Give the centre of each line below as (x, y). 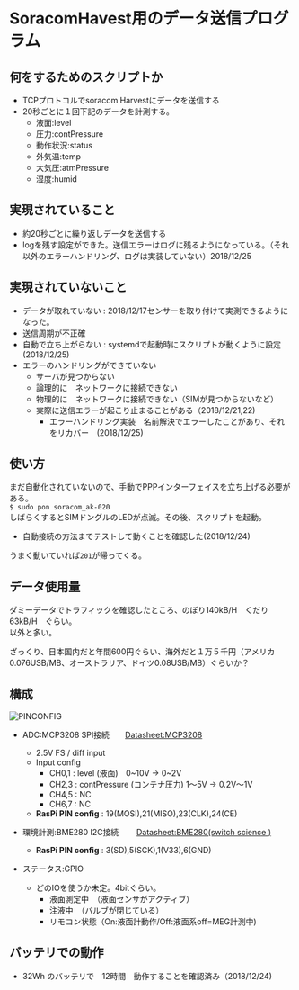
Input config (58, 762)
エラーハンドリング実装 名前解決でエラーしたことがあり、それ (167, 421)
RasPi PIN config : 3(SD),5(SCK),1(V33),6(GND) (123, 850)
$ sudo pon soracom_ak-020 (60, 508)
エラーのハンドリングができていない (89, 364)
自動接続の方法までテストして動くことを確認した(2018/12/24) (136, 536)
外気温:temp (58, 157)
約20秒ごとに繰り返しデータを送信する (94, 233)
